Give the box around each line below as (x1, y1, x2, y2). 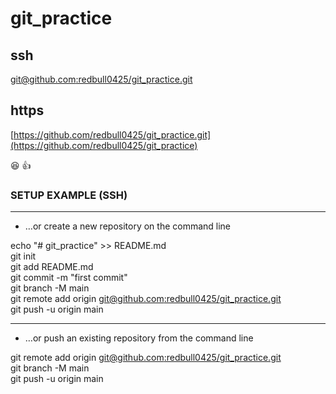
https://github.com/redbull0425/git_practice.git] (13, 128, 212, 141)
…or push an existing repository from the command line (24, 332, 254, 344)
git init (10, 250, 37, 262)
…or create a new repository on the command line (24, 220, 232, 232)
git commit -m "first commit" (10, 272, 128, 284)
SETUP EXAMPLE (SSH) (10, 188, 128, 202)
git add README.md (10, 261, 94, 273)
